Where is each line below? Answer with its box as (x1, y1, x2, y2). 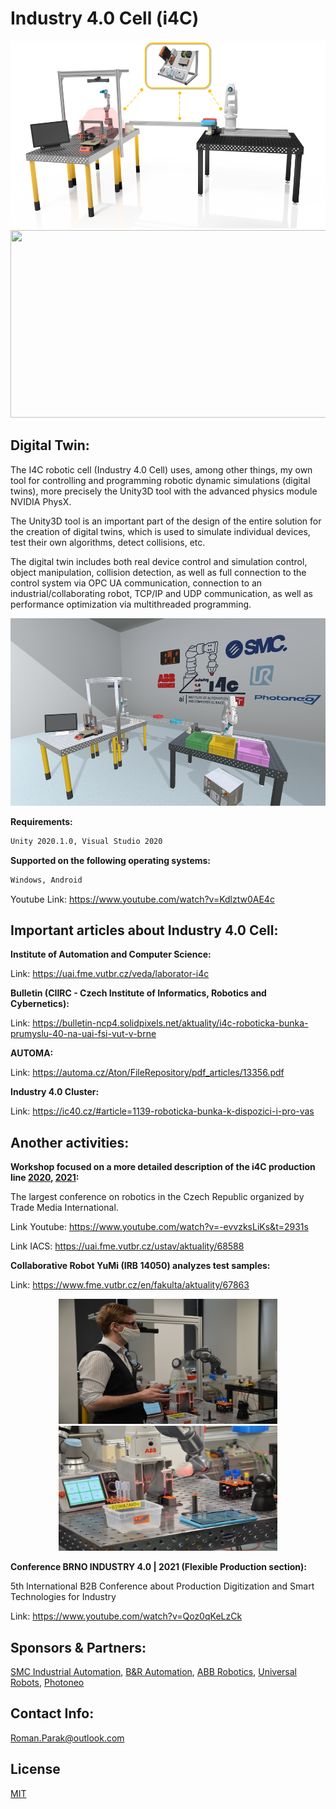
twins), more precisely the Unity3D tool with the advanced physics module (10, 485, 318, 497)
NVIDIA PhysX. (10, 495, 72, 507)
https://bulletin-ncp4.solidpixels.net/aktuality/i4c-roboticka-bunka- (32, 1017, 309, 1029)
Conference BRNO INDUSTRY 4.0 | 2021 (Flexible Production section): (10, 1561, 307, 1573)
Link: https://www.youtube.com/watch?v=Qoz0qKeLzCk (10, 1610, 243, 1622)
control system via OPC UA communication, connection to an (10, 577, 263, 589)
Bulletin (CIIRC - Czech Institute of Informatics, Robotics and (10, 987, 267, 999)
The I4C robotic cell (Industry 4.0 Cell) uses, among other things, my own (10, 463, 313, 476)
